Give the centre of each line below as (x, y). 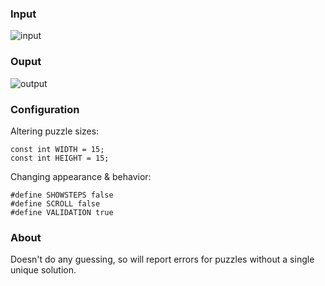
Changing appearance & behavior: (81, 176)
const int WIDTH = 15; (57, 149)
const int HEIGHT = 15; (60, 158)
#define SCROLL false (55, 203)
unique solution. (43, 270)
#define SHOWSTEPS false (62, 195)
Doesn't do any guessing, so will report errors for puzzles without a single (162, 259)
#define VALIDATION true (62, 212)
